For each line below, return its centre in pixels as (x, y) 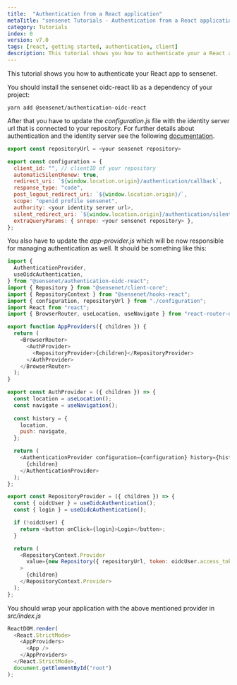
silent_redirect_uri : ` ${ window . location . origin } (88, 214)
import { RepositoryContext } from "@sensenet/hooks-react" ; (99, 294)
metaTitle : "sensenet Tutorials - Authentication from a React (102, 21)
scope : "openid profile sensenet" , (66, 201)
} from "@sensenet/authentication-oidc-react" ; (79, 281)
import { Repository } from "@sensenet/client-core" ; (88, 287)
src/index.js (24, 616)
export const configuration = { (55, 161)
